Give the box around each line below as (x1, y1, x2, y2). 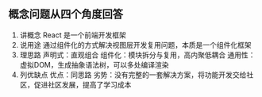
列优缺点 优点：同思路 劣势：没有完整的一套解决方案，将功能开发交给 (19, 70, 247, 80)
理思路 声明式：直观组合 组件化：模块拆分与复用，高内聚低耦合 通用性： (19, 50, 256, 60)
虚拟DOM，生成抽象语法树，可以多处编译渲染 (19, 60, 169, 69)
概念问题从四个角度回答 (8, 7, 123, 21)
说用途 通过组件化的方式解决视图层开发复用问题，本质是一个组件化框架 (19, 40, 252, 49)
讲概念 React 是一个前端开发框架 (19, 30, 127, 40)
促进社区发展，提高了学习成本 (33, 80, 132, 89)
